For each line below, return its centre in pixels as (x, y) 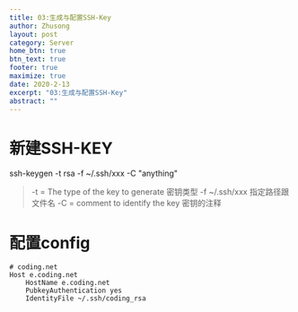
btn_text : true (38, 59)
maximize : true (38, 76)
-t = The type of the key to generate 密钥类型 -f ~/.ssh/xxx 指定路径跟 (160, 192)
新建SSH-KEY (61, 148)
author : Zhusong (39, 26)
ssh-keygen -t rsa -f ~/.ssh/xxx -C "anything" (93, 173)
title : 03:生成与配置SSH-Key (61, 17)
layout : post (34, 34)
